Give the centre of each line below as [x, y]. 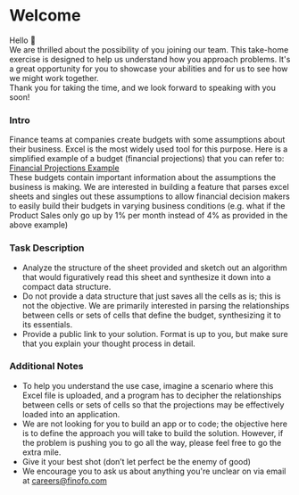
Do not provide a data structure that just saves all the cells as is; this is [151, 296]
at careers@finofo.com [64, 480]
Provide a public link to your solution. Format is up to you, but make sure [155, 334]
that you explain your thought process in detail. [109, 343]
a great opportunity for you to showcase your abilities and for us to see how [149, 69]
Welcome [45, 16]
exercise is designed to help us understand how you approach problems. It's [150, 59]
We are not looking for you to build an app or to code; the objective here [155, 424]
